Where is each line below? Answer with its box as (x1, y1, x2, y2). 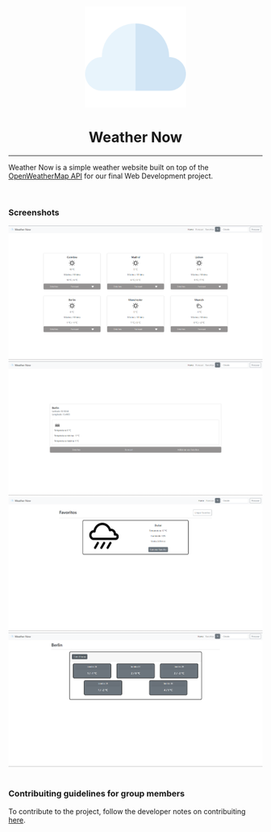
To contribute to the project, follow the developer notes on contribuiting (8, 806, 246, 816)
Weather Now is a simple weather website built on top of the (8, 162, 209, 172)
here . (8, 815, 26, 825)
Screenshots (8, 207, 60, 218)
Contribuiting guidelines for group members (8, 788, 186, 800)
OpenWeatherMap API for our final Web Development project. (8, 171, 214, 181)
